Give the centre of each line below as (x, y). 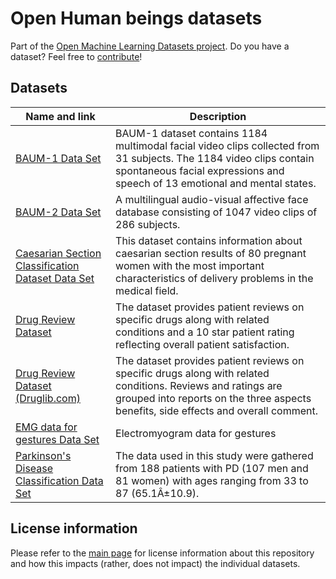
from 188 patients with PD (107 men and (212, 468)
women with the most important (190, 265)
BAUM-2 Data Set (58, 212)
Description (218, 116)
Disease (34, 468)
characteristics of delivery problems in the (214, 278)
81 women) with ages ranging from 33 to (212, 480)
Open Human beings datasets (136, 18)
